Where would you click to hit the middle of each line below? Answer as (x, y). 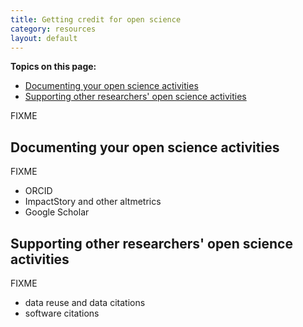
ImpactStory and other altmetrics (93, 202)
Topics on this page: (53, 67)
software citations (62, 313)
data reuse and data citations (85, 302)
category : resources (53, 29)
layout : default (44, 38)
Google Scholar (57, 212)
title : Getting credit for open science (96, 19)
